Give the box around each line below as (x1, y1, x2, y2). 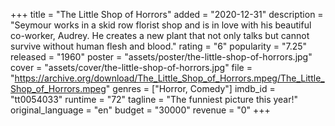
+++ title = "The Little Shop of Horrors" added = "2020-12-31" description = (10, 9, 324, 20)
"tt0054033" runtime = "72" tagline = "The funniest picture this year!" (10, 94, 299, 105)
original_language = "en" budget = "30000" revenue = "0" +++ (10, 104, 271, 116)
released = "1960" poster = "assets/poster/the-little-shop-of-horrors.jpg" (10, 51, 313, 63)
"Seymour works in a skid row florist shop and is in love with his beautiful (10, 19, 312, 31)
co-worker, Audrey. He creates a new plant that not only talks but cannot (10, 30, 310, 41)
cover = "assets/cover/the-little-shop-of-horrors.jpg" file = (10, 62, 253, 73)
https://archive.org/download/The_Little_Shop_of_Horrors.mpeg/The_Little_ (14, 72, 325, 84)
